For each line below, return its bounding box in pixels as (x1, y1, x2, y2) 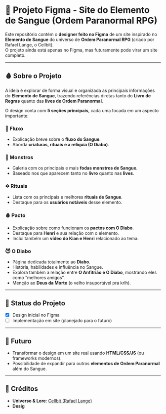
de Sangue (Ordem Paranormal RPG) (5, 15, 158, 26)
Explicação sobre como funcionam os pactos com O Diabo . (12, 225, 134, 231)
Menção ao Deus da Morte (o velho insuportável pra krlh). (12, 280, 131, 286)
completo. (5, 52, 26, 58)
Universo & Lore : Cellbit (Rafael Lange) (12, 398, 92, 404)
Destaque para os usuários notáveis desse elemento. (12, 199, 123, 205)
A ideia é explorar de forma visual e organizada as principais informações (5, 87, 155, 93)
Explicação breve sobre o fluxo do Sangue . (12, 136, 101, 142)
